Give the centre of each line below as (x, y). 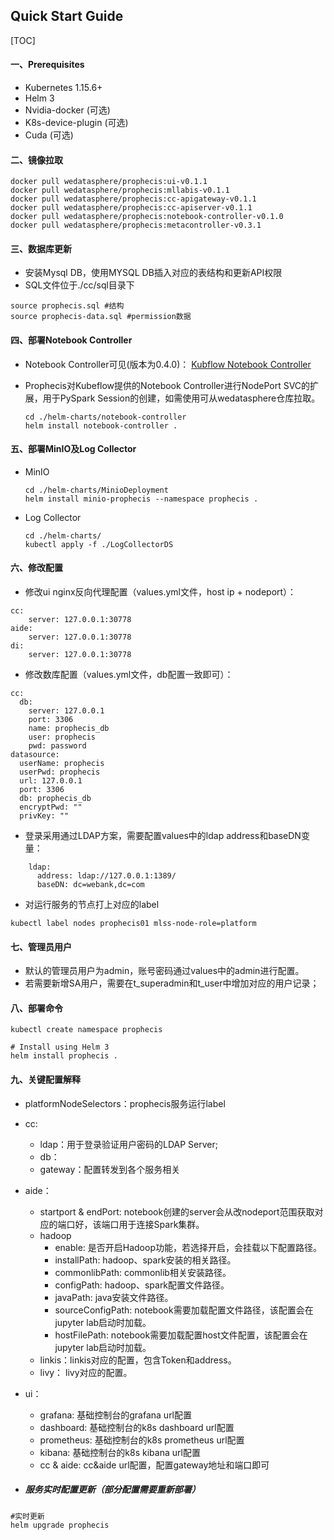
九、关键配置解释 (45, 1080)
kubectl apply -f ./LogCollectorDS (99, 544)
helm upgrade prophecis (60, 1525)
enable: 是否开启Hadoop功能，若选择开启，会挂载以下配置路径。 (188, 1247)
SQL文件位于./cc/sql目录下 (79, 285)
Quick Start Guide (67, 16)
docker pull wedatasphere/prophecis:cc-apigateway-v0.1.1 (133, 199)
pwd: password (57, 746)
